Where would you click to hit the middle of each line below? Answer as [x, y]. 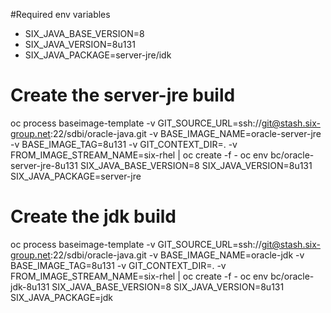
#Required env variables [60, 14]
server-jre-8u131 [44, 165]
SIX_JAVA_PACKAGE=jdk [61, 297]
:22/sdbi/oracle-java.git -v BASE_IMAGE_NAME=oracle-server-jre [185, 133]
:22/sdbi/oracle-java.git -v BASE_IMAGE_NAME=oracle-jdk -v [177, 255]
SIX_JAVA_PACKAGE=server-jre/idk [98, 55]
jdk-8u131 [30, 286]
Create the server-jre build [123, 95]
